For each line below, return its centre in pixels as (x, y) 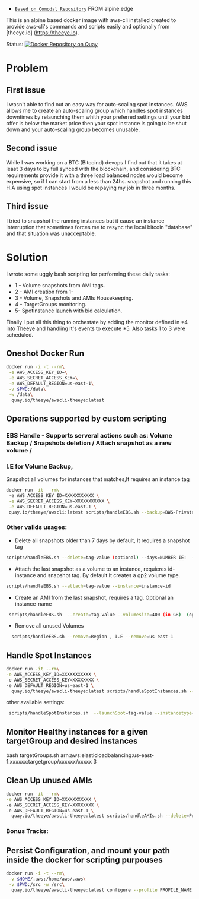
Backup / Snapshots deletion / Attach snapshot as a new (89, 443)
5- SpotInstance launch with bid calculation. (68, 311)
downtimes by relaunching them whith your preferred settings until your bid (98, 117)
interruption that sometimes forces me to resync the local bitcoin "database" (99, 227)
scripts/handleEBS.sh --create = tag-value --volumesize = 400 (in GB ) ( (99, 615)
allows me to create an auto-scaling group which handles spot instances (95, 110)
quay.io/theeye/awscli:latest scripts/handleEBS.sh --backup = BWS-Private (102, 512)
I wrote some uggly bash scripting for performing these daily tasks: (88, 274)
